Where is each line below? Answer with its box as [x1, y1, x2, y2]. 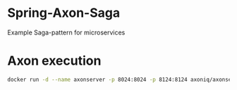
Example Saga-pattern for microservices [7, 28, 126, 37]
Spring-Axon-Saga [7, 5, 121, 21]
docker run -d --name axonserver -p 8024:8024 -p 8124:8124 [7, 76, 188, 83]
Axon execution [7, 53, 102, 69]
